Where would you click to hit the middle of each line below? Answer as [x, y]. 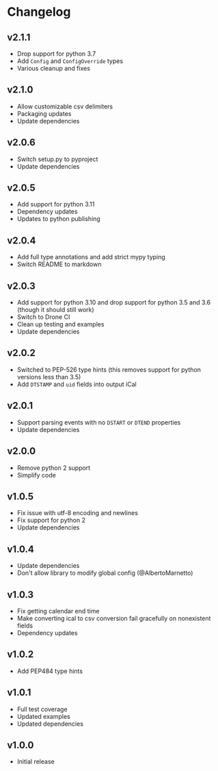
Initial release [36, 761]
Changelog [39, 12]
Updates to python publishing [58, 219]
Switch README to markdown [59, 264]
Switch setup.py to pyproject [57, 159]
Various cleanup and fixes [54, 68]
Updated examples [43, 716]
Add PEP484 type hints [50, 671]
